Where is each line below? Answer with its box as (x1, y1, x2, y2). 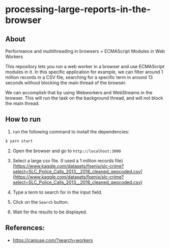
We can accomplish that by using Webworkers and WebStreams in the (5, 90, 153, 95)
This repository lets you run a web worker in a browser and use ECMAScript (5, 64, 164, 69)
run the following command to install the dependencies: (12, 128, 130, 134)
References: (5, 224, 45, 232)
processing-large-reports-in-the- (5, 4, 151, 15)
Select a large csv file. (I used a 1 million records (12, 157, 114, 163)
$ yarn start (5, 139, 33, 144)
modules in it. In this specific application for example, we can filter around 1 (5, 69, 163, 75)
